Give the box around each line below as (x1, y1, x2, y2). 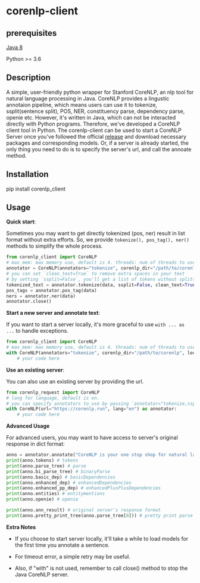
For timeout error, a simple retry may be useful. (14, 553, 131, 560)
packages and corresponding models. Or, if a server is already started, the (6, 139, 189, 146)
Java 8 (6, 44, 23, 51)
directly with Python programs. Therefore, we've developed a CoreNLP (6, 120, 180, 127)
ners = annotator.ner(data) (6, 293, 76, 299)
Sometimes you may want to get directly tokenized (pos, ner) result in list (6, 230, 186, 237)
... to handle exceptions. (6, 327, 68, 335)
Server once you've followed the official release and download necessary (6, 133, 186, 140)
